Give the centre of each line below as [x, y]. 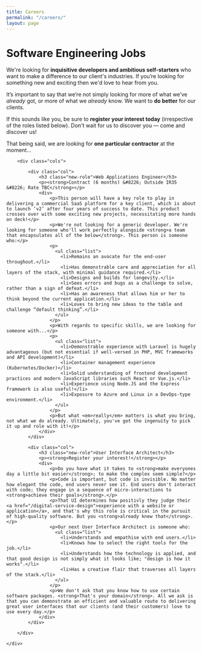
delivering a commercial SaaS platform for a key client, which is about [101, 204]
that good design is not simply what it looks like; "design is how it [98, 559]
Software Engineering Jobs [76, 53]
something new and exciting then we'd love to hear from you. [83, 83]
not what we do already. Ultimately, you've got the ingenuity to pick [98, 421]
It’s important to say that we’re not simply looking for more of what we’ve [97, 95]
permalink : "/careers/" [36, 18]
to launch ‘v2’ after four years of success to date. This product [93, 209]
